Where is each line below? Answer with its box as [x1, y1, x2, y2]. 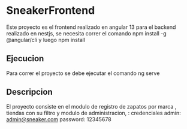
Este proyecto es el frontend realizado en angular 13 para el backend [6, 23, 176, 31]
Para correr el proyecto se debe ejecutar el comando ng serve [6, 70, 160, 77]
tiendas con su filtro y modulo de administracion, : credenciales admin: [6, 109, 181, 116]
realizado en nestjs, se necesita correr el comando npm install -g [6, 29, 167, 37]
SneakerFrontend [6, 4, 95, 17]
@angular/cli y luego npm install [6, 36, 86, 43]
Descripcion [6, 87, 53, 97]
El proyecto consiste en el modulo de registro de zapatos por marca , [6, 103, 177, 110]
